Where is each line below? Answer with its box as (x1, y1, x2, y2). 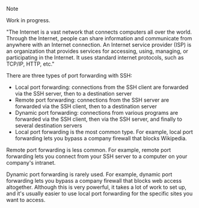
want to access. (6, 197, 46, 203)
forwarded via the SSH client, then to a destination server (14, 103, 158, 110)
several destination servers (14, 122, 82, 129)
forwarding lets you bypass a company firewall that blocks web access (6, 177, 182, 184)
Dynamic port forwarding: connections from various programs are (14, 109, 179, 116)
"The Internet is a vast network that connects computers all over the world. (6, 28, 192, 35)
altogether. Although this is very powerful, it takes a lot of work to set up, (6, 183, 187, 191)
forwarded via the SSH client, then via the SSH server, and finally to (14, 115, 182, 123)
